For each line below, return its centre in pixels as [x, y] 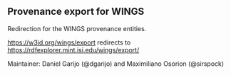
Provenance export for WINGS [76, 12]
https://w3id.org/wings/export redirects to [69, 42]
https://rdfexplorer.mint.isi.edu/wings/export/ [73, 50]
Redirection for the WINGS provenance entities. [77, 28]
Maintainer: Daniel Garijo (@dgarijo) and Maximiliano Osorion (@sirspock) [116, 64]
